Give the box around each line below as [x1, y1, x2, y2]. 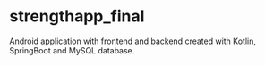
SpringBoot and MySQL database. [9, 45, 135, 55]
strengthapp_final [9, 6, 145, 27]
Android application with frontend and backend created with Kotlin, [9, 36, 257, 46]
